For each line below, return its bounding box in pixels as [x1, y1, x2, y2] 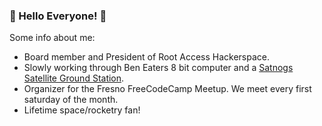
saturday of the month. [23, 94, 119, 106]
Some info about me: [9, 32, 96, 44]
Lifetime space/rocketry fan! [23, 104, 141, 116]
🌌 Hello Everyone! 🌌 [9, 9, 107, 23]
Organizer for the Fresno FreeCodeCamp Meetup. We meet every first [23, 83, 312, 95]
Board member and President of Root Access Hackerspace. [23, 51, 270, 63]
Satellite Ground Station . [23, 72, 125, 84]
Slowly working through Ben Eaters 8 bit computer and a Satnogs [23, 62, 294, 74]
